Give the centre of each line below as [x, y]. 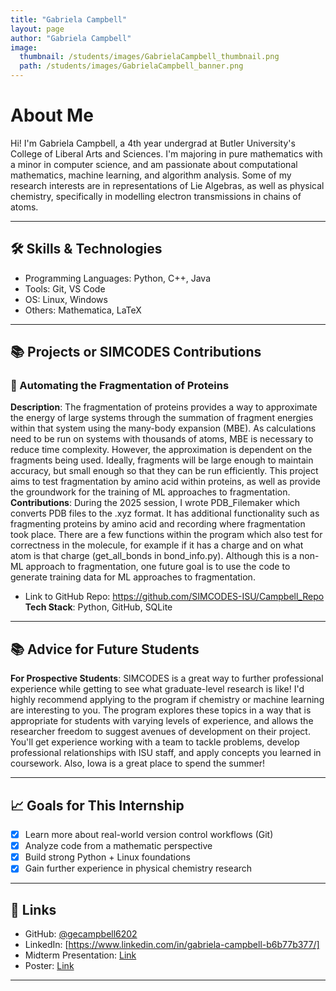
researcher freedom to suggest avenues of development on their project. [160, 732]
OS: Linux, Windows [66, 299]
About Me [52, 115]
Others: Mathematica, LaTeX [83, 310]
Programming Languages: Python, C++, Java [118, 278]
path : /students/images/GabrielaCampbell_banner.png [131, 66]
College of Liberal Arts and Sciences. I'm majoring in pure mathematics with [166, 153]
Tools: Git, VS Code [65, 288]
